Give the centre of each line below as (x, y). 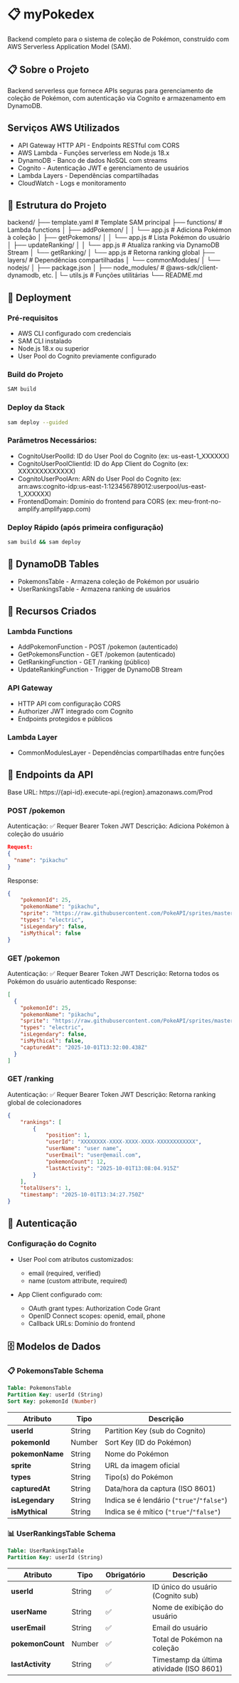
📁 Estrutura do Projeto (57, 205)
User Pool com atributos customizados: (75, 1259)
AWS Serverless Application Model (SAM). (69, 46)
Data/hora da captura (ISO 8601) (160, 1489)
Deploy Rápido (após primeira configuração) (85, 527)
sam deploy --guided (38, 422)
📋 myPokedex (51, 15)
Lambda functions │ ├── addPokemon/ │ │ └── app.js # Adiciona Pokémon (119, 230)
